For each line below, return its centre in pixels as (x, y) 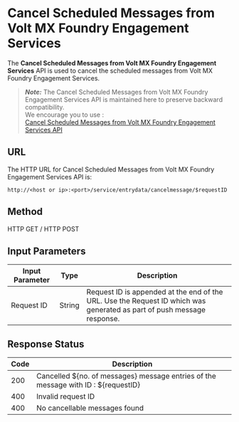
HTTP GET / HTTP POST (43, 228)
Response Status (46, 344)
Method (25, 212)
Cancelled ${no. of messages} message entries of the (126, 376)
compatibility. (44, 107)
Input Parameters (47, 251)
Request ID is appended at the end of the (155, 292)
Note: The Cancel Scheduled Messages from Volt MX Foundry (116, 92)
